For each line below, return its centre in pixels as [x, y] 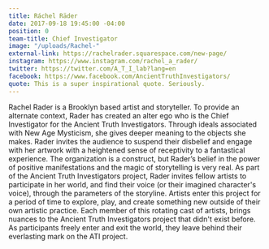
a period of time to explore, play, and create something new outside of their [134, 202]
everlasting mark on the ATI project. [68, 236]
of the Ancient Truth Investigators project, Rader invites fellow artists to [128, 176]
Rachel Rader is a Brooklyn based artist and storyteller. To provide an [124, 107]
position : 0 [28, 31]
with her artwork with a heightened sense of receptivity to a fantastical [127, 150]
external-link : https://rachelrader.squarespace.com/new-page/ [118, 54]
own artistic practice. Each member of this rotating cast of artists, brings [130, 210]
